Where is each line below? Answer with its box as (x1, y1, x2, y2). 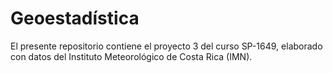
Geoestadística (10, 7, 140, 30)
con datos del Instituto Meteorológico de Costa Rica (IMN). (10, 50, 253, 62)
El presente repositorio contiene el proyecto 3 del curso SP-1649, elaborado (10, 40, 323, 52)
